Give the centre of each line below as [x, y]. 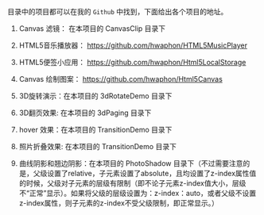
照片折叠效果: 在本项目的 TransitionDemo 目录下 [97, 146]
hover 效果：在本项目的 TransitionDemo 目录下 [95, 130]
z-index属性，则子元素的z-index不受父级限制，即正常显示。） [119, 203]
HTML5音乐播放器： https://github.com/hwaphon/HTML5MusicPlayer [133, 45]
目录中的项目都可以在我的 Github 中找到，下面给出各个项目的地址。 [118, 12]
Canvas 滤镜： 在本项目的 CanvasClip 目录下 [92, 29]
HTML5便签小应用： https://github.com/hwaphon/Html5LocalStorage [132, 62]
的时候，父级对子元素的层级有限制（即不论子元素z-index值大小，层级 [132, 183]
